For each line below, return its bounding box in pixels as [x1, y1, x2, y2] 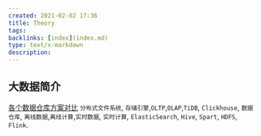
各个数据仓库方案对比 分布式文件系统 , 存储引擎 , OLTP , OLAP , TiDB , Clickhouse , [8, 103, 240, 112]
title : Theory [8, 19, 56, 27]
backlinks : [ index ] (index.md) [8, 33, 109, 42]
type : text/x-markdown [8, 41, 84, 49]
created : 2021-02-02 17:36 [8, 11, 98, 20]
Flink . [8, 120, 29, 130]
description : [8, 49, 52, 56]
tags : [8, 26, 26, 34]
